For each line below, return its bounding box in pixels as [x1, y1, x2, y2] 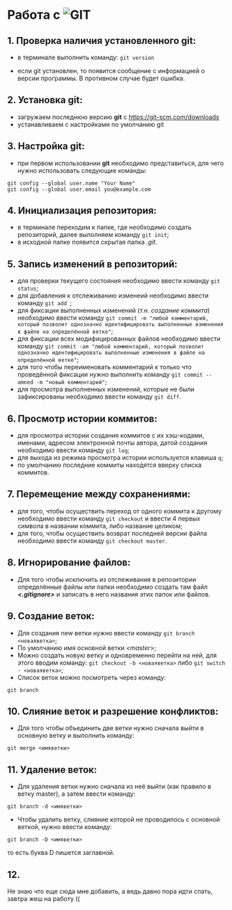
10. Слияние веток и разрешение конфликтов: [7, 705, 219, 717]
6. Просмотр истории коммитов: [7, 412, 158, 424]
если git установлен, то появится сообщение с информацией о [17, 67, 206, 75]
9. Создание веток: [7, 610, 95, 622]
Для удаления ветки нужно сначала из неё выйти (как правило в [17, 782, 211, 791]
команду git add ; [17, 299, 72, 307]
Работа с [7, 7, 61, 23]
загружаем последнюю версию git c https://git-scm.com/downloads [17, 112, 219, 121]
